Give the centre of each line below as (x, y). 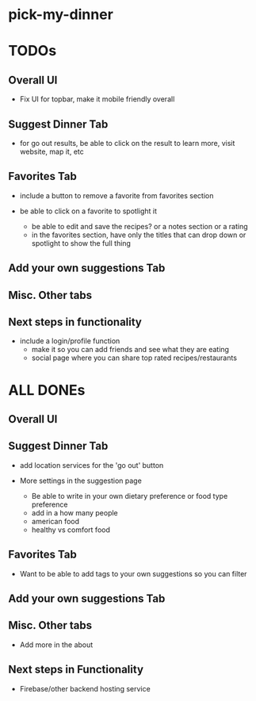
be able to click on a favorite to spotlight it (88, 211)
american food (55, 521)
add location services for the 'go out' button (92, 465)
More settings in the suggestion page (81, 481)
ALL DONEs (47, 390)
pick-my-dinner (61, 15)
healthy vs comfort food (71, 530)
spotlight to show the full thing (81, 243)
